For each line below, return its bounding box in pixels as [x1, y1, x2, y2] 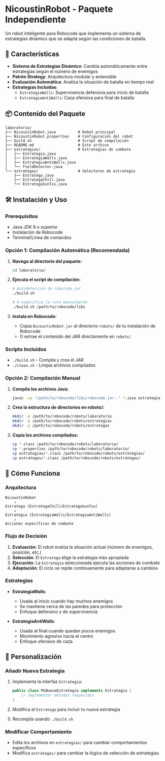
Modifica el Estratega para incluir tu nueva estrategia [12, 707, 121, 713]
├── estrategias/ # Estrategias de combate [5, 147, 132, 152]
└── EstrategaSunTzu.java [14, 182, 67, 187]
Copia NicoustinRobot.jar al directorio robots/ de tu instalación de [19, 323, 156, 329]
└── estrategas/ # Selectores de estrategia [5, 168, 135, 174]
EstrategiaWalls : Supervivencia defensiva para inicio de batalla [19, 89, 149, 95]
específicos [12, 745, 36, 751]
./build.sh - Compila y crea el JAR [12, 357, 84, 363]
